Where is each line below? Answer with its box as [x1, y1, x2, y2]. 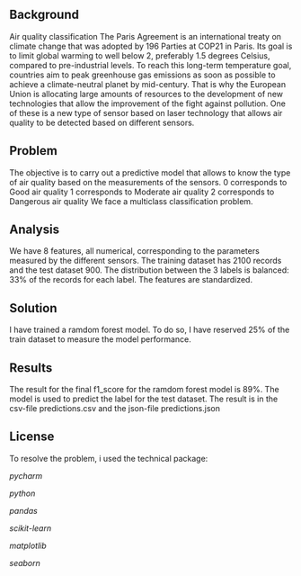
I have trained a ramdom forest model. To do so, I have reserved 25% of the [9, 324, 290, 336]
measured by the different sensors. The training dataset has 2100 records [9, 256, 282, 266]
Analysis [9, 222, 60, 238]
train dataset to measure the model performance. [9, 334, 191, 345]
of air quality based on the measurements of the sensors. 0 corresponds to [9, 176, 288, 187]
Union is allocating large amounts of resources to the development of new [9, 88, 283, 99]
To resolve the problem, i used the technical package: [9, 453, 208, 463]
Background [9, 7, 79, 22]
